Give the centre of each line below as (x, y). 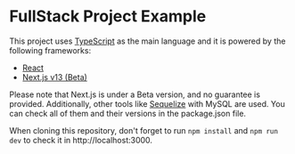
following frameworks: (50, 50)
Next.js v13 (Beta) (54, 77)
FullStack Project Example (108, 16)
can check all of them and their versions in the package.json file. (128, 113)
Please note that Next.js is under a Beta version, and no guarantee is (135, 94)
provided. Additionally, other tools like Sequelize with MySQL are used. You (147, 103)
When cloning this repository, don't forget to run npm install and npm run (144, 130)
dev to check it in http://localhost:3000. (81, 140)
